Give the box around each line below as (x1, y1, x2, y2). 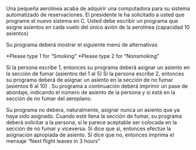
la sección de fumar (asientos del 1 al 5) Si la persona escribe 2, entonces (6, 70, 184, 77)
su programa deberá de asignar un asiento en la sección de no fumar (6, 76, 173, 83)
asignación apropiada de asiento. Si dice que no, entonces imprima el (6, 131, 174, 138)
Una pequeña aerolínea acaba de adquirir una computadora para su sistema (6, 5, 191, 12)
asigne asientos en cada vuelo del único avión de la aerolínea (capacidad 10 (6, 23, 190, 30)
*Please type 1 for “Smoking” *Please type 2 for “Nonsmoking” (6, 53, 160, 59)
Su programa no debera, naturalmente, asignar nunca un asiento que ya (6, 107, 180, 113)
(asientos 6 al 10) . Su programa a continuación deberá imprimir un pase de (6, 83, 188, 90)
